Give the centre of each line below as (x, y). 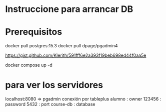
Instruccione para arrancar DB (69, 9)
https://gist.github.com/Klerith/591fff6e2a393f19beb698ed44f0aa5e (76, 55)
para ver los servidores (54, 85)
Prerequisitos (34, 32)
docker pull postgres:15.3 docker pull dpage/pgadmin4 (61, 46)
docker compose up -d (29, 65)
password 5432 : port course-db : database (50, 104)
